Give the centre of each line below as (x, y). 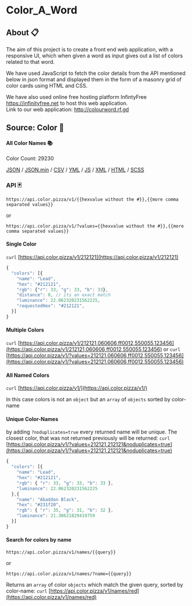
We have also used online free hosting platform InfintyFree (76, 97)
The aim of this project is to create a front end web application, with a (90, 49)
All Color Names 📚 (29, 143)
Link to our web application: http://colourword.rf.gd (68, 109)
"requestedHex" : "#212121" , (50, 306)
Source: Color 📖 (35, 128)
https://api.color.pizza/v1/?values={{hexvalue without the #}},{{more (95, 226)
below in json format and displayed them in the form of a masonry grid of (94, 79)
